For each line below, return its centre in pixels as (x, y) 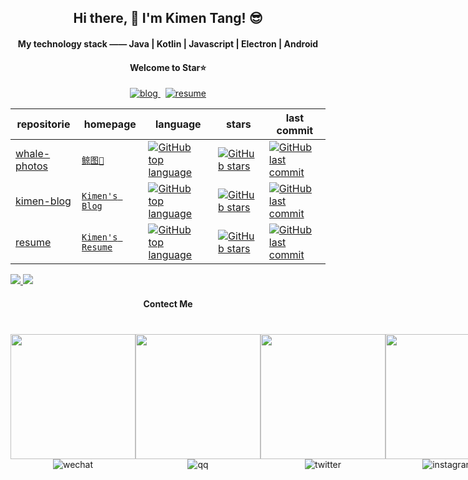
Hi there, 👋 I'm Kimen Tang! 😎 (168, 18)
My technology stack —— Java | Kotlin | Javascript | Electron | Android (168, 43)
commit (295, 131)
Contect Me (168, 303)
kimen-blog (43, 201)
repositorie (43, 124)
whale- (33, 154)
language (178, 124)
